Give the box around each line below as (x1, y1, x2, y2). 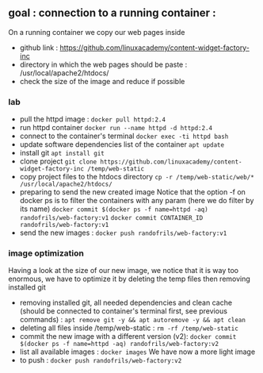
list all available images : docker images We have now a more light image (19, 347, 256, 356)
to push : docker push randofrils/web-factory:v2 (19, 356, 182, 365)
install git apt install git (19, 148, 105, 158)
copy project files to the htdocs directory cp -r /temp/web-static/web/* (19, 172, 255, 182)
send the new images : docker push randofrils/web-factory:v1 (19, 228, 227, 237)
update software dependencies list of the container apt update (19, 140, 224, 149)
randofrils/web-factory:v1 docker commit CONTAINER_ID (19, 214, 204, 222)
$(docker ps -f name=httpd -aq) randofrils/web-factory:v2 (19, 340, 219, 348)
